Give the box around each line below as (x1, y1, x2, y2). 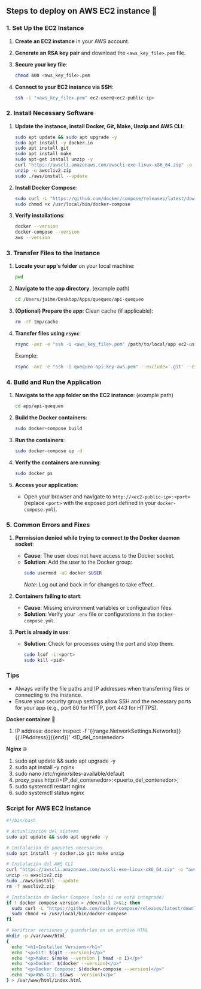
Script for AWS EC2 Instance (6, 804, 92, 812)
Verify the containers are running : (14, 459, 102, 466)
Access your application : (14, 481, 79, 488)
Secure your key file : (14, 61, 68, 68)
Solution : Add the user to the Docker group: (23, 558, 133, 565)
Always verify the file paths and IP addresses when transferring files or (14, 685, 190, 692)
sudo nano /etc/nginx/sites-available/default (14, 770, 124, 777)
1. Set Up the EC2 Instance (6, 24, 84, 32)
